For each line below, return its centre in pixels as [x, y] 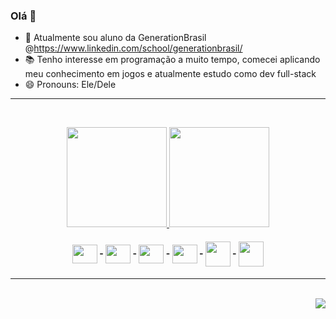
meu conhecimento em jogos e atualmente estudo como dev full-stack [170, 74]
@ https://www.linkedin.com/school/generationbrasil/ [133, 48]
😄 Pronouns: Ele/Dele [70, 85]
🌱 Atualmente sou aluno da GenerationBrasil [115, 38]
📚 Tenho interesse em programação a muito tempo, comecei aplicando [172, 60]
